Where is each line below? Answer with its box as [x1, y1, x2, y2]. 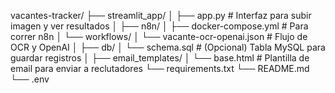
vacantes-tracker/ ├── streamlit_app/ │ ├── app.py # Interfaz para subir [10, 10, 312, 21]
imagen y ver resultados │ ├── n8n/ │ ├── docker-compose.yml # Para [10, 20, 309, 32]
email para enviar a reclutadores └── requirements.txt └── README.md [10, 63, 310, 74]
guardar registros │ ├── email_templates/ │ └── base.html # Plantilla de [10, 52, 310, 64]
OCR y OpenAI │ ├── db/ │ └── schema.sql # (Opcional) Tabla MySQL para [10, 41, 326, 53]
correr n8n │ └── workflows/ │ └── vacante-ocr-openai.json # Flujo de [10, 31, 308, 42]
